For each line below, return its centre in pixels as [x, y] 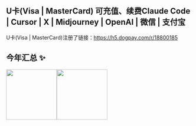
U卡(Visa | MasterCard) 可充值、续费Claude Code [98, 11]
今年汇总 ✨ [26, 58]
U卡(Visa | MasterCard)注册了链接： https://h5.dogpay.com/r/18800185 [92, 37]
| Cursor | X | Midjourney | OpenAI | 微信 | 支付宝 [96, 22]
